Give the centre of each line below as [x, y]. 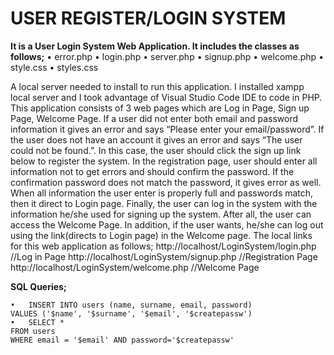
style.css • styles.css [54, 67]
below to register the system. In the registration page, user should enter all [164, 161]
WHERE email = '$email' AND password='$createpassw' [122, 340]
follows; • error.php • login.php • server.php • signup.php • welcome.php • [167, 56]
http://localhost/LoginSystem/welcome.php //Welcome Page [135, 267]
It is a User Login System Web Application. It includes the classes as [155, 46]
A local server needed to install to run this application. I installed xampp [157, 86]
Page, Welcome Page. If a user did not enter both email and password [154, 118]
